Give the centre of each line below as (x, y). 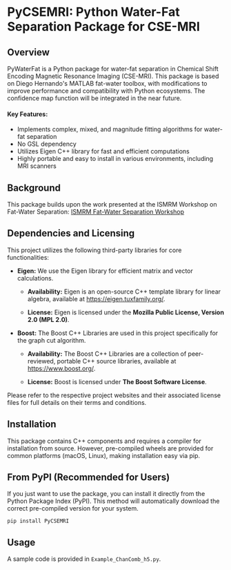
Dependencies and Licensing (71, 233)
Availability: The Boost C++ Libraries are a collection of (107, 354)
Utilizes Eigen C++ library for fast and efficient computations (103, 151)
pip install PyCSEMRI (38, 521)
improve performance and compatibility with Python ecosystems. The (106, 91)
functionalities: (28, 257)
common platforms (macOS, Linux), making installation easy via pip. (104, 455)
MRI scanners (37, 166)
